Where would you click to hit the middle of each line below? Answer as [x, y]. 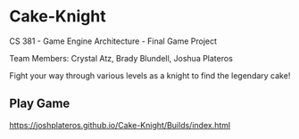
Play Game [40, 104]
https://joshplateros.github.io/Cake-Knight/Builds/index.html [120, 125]
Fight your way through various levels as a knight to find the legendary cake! [150, 75]
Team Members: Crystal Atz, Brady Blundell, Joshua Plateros [121, 58]
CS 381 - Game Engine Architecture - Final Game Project [113, 41]
